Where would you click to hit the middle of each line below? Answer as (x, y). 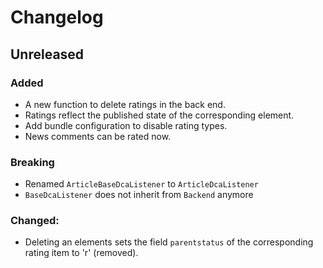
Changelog (57, 17)
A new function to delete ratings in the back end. (125, 104)
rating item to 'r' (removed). (81, 253)
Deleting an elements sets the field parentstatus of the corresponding (169, 242)
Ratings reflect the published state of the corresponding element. (159, 115)
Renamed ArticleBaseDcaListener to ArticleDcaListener (141, 184)
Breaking (32, 162)
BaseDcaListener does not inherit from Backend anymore (139, 195)
